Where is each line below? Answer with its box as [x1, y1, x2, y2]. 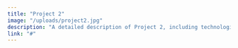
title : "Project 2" [7, 10, 65, 18]
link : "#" [7, 30, 37, 37]
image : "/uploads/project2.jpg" [7, 17, 103, 24]
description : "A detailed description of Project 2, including [7, 23, 198, 30]
